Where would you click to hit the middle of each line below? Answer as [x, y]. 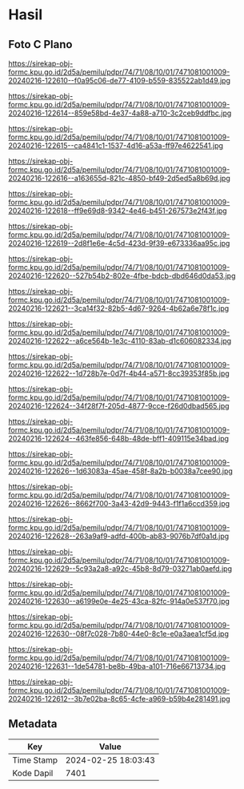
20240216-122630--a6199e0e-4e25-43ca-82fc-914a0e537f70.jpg [119, 601]
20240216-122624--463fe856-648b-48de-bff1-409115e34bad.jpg [119, 439]
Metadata [33, 724]
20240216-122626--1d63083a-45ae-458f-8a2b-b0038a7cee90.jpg [121, 471]
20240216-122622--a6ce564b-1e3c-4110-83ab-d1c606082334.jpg [120, 341]
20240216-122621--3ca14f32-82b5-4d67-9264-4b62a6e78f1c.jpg [119, 308]
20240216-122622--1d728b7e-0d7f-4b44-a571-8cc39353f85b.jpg [119, 373]
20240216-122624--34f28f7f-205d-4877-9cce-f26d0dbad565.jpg [119, 406]
